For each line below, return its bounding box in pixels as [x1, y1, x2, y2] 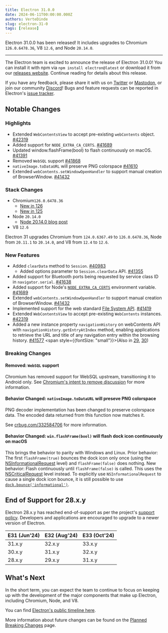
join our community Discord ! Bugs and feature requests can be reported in [5, 85, 158, 91]
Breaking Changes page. [5, 622, 56, 628]
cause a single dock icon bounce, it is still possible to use [5, 476, 123, 482]
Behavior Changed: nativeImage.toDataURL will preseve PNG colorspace [5, 396, 156, 402]
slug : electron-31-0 [5, 21, 48, 27]
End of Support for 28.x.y [5, 496, 86, 504]
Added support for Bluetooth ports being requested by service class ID [12, 274, 159, 280]
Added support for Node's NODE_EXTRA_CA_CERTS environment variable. [12, 284, 156, 290]
